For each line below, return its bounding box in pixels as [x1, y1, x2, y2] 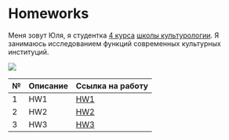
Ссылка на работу [75, 80, 149, 91]
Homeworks [8, 5, 89, 23]
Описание [28, 80, 69, 91]
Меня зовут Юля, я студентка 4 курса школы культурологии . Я [8, 31, 220, 40]
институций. [8, 47, 49, 56]
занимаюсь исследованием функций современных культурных [8, 38, 221, 48]
